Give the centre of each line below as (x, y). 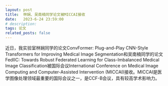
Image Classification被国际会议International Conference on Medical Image (82, 66)
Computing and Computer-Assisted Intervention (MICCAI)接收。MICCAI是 (81, 72)
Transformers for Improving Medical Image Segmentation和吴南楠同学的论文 (84, 54)
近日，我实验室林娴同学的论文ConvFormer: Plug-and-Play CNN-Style (77, 48)
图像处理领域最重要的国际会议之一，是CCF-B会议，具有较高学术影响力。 (85, 78)
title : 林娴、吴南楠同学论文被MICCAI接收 (45, 14)
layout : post (19, 10)
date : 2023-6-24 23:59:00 (35, 19)
